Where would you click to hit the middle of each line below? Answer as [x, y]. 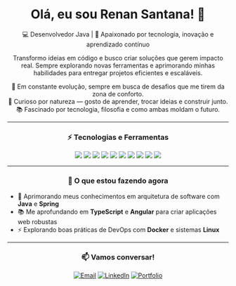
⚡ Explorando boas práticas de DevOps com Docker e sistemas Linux [118, 229]
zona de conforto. [118, 93]
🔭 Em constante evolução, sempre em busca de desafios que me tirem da [118, 86]
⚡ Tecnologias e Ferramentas [118, 137]
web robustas [37, 221]
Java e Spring [38, 204]
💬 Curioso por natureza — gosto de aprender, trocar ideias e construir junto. [118, 101]
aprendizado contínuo [118, 44]
